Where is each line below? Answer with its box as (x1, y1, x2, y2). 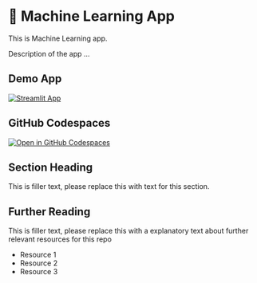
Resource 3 (19, 267, 58, 277)
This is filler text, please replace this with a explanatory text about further (8, 226, 249, 236)
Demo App (8, 72, 62, 86)
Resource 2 (19, 258, 58, 268)
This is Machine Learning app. (8, 33, 108, 43)
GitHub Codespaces (8, 116, 111, 130)
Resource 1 (19, 250, 57, 260)
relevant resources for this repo (8, 234, 112, 244)
